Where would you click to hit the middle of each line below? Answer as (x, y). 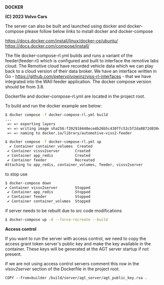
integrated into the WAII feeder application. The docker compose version (78, 81)
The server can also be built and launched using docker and (65, 26)
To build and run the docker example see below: (53, 106)
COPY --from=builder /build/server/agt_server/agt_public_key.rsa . (76, 278)
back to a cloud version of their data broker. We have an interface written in (81, 71)
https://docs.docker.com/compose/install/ (47, 46)
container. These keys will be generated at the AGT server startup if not (77, 249)
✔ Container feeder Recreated (51, 160)
